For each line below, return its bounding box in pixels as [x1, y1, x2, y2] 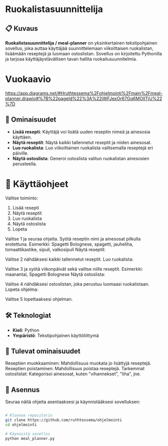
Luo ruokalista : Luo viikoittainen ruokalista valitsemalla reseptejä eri [12, 145, 153, 151]
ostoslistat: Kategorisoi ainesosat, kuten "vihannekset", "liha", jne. [5, 371, 141, 377]
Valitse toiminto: [5, 195, 39, 201]
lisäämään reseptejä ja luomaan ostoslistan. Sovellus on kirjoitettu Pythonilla [5, 51, 162, 56]
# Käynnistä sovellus [5, 431, 51, 436]
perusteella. [12, 161, 37, 167]
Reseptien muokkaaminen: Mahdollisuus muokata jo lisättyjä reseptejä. [5, 360, 151, 366]
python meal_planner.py [5, 436, 55, 441]
